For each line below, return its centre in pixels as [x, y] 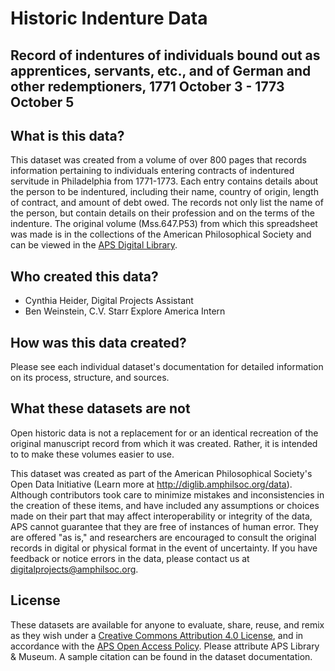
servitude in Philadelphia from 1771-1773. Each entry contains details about [164, 181]
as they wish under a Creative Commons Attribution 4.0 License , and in [157, 635]
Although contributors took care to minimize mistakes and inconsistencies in [167, 494]
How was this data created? [98, 342]
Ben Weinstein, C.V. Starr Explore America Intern [125, 311]
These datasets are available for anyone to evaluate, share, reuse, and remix [167, 624]
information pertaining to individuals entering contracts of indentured [152, 171]
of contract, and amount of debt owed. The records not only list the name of [167, 203]
